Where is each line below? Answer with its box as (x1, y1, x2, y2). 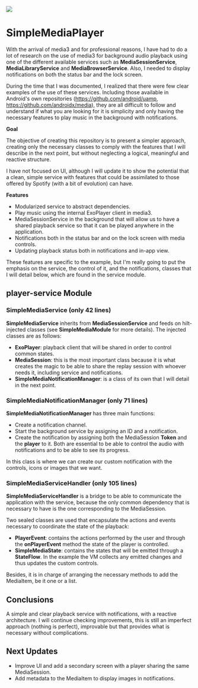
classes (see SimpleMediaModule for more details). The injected (27, 326, 187, 333)
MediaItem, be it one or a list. (6, 578, 77, 585)
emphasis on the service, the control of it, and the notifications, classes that (6, 265, 191, 272)
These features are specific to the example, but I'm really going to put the (6, 258, 186, 266)
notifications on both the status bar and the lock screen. (6, 71, 143, 78)
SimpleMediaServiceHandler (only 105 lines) (6, 479, 138, 487)
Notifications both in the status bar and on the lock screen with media (14, 234, 185, 241)
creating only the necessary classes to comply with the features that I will (6, 143, 186, 150)
